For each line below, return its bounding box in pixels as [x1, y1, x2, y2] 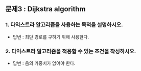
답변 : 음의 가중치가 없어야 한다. [12, 60, 76, 66]
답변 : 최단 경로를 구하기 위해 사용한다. [12, 33, 89, 40]
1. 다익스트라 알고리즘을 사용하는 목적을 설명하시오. [5, 21, 123, 28]
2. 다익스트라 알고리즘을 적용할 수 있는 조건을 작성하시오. [5, 48, 136, 55]
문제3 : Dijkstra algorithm [5, 5, 86, 14]
